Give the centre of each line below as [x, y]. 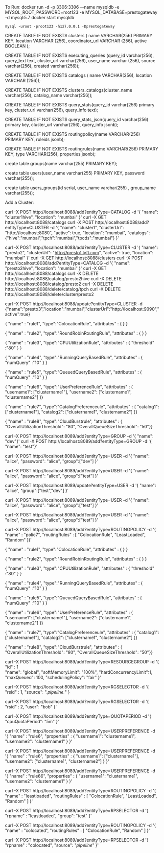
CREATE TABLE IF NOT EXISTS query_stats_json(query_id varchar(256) [77, 119]
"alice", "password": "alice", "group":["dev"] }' [52, 461]
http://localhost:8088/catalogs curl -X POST [50, 222]
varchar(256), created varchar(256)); [42, 66]
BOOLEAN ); [18, 46]
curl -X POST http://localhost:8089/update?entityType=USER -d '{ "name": [81, 485]
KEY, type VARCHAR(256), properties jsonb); [50, 154]
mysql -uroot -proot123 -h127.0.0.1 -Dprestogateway [60, 26]
